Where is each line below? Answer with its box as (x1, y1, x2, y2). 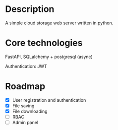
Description (5, 3, 55, 15)
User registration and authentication (12, 97, 86, 103)
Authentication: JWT (5, 63, 47, 69)
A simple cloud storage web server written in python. (5, 20, 114, 26)
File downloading (12, 108, 48, 114)
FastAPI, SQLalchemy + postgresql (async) (5, 54, 93, 60)
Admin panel (12, 120, 39, 126)
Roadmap (5, 81, 46, 92)
